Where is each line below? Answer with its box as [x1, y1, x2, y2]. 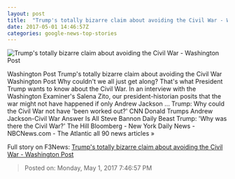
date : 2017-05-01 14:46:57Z [7, 23, 90, 30]
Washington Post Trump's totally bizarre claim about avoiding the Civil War [7, 70, 222, 78]
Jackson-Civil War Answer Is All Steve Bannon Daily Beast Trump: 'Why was [7, 115, 227, 123]
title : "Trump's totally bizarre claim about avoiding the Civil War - [7, 17, 224, 24]
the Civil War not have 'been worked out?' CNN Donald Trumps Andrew [7, 107, 213, 115]
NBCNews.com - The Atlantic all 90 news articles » [7, 129, 155, 138]
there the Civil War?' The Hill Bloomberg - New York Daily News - [7, 122, 196, 130]
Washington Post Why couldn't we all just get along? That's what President [7, 78, 223, 86]
